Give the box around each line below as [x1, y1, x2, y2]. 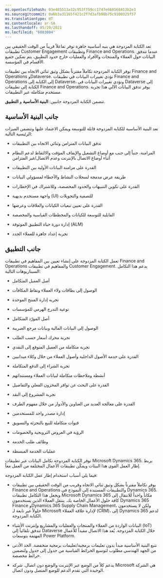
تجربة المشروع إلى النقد [12, 391, 56, 397]
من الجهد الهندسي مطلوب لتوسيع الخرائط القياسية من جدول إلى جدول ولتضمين [12, 547, 157, 553]
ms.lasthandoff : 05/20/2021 [5, 25, 62, 30]
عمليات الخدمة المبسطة [12, 448, 56, 454]
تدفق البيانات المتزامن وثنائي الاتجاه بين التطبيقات [12, 140, 102, 146]
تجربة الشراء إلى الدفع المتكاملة [12, 363, 70, 369]
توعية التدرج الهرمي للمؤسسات [12, 306, 69, 312]
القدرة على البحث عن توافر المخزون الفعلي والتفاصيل [12, 382, 109, 387]
